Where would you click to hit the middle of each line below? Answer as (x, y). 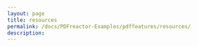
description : (26, 33)
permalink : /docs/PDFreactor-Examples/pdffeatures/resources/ (99, 26)
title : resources (32, 20)
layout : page (26, 13)
